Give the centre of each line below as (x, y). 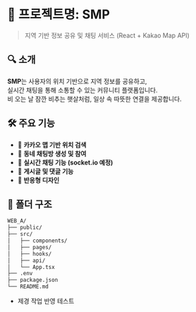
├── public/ (25, 228)
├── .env (20, 274)
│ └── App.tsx (31, 267)
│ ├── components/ (38, 241)
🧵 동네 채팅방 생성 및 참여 (52, 153)
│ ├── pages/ (30, 247)
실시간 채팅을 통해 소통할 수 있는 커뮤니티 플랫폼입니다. (82, 90)
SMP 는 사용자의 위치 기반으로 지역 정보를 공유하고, (77, 81)
